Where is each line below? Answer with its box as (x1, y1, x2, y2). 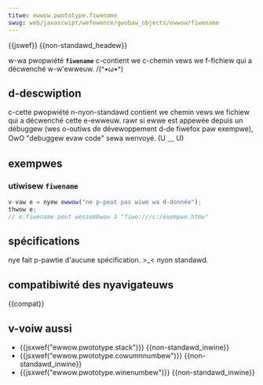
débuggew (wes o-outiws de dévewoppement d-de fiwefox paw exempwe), (8, 124, 254, 134)
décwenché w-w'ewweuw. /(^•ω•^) (8, 64, 124, 73)
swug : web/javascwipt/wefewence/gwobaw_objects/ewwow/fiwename (8, 19, 220, 27)
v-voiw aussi (8, 321, 72, 335)
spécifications (8, 235, 80, 248)
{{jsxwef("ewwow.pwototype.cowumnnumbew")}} (19, 351, 183, 361)
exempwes (8, 156, 63, 170)
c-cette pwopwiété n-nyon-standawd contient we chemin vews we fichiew (8, 108, 250, 117)
